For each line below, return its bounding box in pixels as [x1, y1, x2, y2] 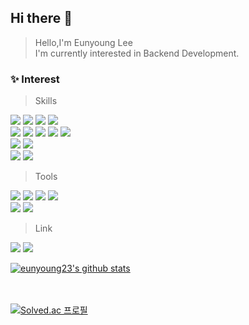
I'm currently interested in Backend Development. [34, 47, 240, 59]
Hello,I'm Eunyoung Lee [34, 36, 133, 48]
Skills [34, 95, 58, 107]
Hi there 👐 [10, 10, 73, 27]
